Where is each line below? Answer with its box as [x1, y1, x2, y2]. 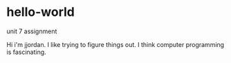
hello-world [6, 4, 75, 20]
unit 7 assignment [6, 27, 57, 35]
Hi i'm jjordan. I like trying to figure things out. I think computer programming [6, 40, 225, 48]
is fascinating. [6, 48, 46, 56]
